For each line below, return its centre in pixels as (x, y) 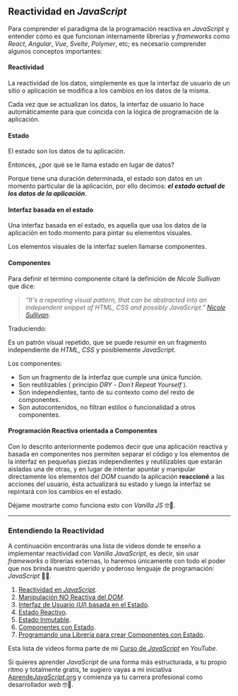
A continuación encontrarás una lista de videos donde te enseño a (105, 546)
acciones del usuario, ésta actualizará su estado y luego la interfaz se (109, 484)
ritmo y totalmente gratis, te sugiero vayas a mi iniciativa (90, 670)
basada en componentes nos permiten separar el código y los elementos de (119, 454)
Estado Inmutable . (44, 620)
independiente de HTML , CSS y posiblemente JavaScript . (92, 350)
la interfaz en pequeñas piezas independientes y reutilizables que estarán (115, 461)
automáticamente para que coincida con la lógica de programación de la (113, 112)
